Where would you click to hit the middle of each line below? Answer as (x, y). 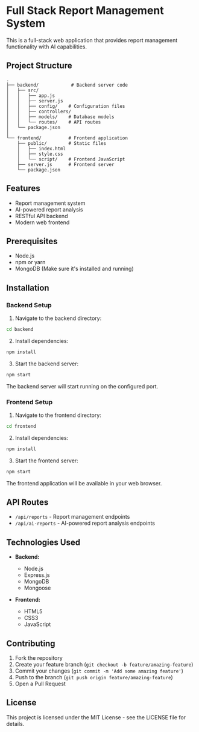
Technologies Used (43, 542)
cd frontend (21, 426)
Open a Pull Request (40, 684)
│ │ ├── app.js (31, 95)
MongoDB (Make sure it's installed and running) (74, 269)
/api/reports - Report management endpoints (72, 517)
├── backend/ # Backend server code (67, 85)
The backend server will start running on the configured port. (82, 386)
